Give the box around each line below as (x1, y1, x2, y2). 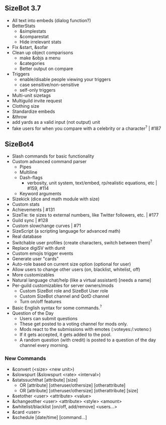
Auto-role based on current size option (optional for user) (12, 261, 131, 267)
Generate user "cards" (12, 255, 59, 261)
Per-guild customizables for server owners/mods (12, 282, 114, 289)
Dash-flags (19, 175, 43, 181)
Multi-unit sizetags (12, 92, 51, 98)
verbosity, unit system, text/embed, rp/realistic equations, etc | (27, 180, 157, 186)
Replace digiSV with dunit (12, 245, 65, 251)
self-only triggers (19, 87, 56, 93)
